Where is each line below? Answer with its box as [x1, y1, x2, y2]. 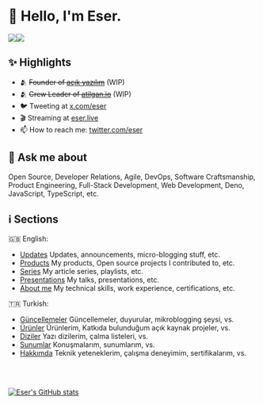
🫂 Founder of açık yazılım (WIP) [19, 77, 125, 86]
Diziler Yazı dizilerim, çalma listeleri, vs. [19, 332, 149, 341]
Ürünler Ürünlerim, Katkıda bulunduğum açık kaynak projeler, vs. [19, 323, 231, 333]
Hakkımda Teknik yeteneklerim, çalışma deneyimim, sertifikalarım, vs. [19, 349, 247, 358]
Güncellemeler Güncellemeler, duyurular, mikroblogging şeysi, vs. [19, 314, 234, 324]
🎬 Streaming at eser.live [19, 112, 99, 122]
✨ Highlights [8, 55, 71, 70]
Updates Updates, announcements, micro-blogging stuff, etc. [19, 250, 220, 260]
